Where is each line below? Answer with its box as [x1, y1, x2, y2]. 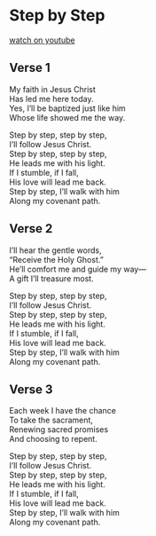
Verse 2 [9, 221, 53, 236]
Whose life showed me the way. [9, 112, 126, 122]
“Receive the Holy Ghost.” [9, 254, 104, 264]
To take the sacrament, [9, 414, 93, 426]
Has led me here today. [9, 93, 94, 104]
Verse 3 [9, 382, 53, 397]
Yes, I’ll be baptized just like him [9, 103, 126, 114]
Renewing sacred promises [9, 424, 109, 435]
